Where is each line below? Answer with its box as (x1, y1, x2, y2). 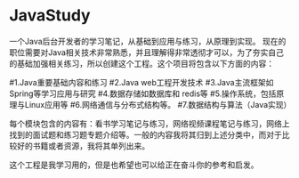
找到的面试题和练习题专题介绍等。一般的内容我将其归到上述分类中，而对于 (9, 129, 282, 140)
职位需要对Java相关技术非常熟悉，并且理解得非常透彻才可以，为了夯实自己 (9, 46, 285, 58)
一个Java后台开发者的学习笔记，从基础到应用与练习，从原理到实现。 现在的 (9, 36, 287, 46)
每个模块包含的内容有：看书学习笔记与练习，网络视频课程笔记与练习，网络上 (9, 117, 290, 129)
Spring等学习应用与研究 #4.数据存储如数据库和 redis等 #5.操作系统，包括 (9, 88, 277, 99)
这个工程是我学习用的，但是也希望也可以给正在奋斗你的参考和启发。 (9, 159, 259, 170)
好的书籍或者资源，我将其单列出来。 (16, 140, 149, 151)
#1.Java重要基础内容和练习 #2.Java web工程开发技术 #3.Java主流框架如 (9, 77, 274, 87)
